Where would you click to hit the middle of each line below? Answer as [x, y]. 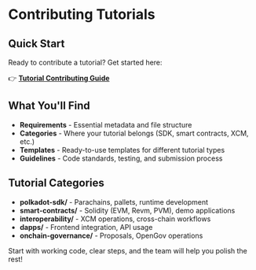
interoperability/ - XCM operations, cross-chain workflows [115, 219]
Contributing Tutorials [82, 15]
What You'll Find [49, 106]
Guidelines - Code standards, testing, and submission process [121, 158]
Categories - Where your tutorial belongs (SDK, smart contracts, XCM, [134, 133]
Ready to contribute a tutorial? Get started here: [85, 62]
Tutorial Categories [56, 183]
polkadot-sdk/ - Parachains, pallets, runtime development [114, 202]
